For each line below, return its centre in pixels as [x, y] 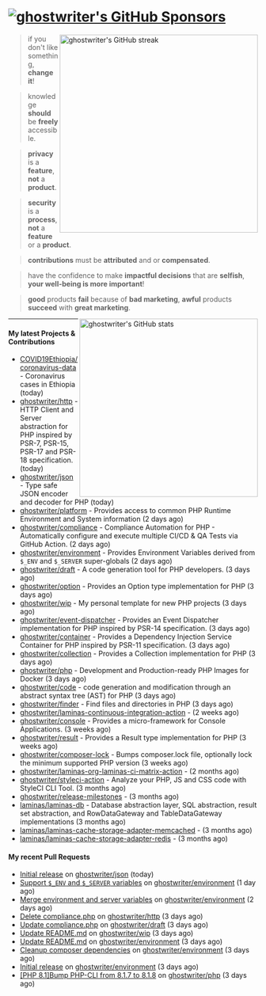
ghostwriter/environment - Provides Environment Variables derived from [137, 553]
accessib [42, 130]
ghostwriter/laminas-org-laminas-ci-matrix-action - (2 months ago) [129, 771]
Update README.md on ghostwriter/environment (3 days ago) [121, 941]
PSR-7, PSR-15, [44, 443]
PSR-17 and [38, 452]
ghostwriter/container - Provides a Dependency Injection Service [125, 637]
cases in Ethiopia [47, 385]
